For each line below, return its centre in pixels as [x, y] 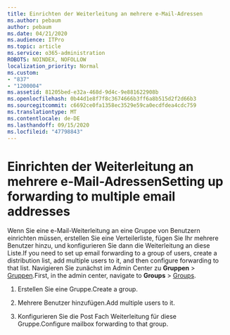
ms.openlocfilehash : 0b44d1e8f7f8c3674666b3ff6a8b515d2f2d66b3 [102, 99]
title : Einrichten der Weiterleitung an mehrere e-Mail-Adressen [105, 14]
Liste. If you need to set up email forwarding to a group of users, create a [112, 253]
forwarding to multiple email [91, 196]
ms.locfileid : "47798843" [45, 132]
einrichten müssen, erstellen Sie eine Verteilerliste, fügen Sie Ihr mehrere [113, 238]
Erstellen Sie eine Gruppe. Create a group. [78, 289]
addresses [39, 211]
